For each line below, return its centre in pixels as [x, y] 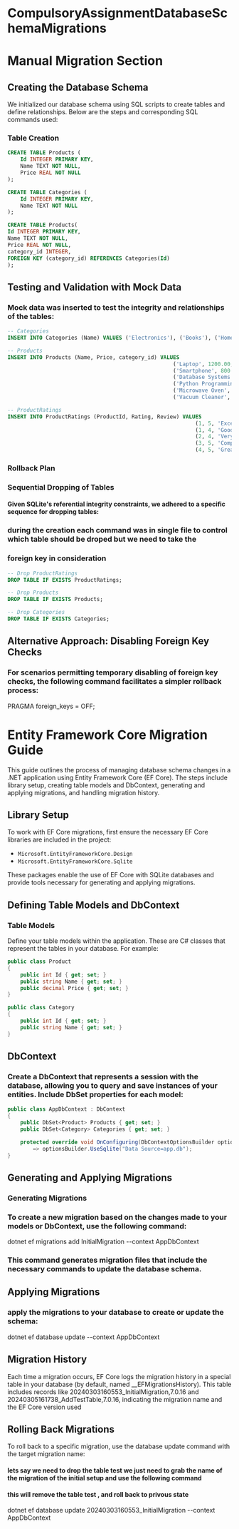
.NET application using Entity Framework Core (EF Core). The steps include [117, 777]
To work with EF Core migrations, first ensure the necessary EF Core [108, 832]
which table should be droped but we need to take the [102, 539]
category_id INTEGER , [39, 251]
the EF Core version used [44, 1407]
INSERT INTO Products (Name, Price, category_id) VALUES [94, 357]
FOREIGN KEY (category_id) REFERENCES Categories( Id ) [89, 258]
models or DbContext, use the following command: [97, 1226]
